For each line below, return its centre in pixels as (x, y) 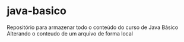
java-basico (37, 11)
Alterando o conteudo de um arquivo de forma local (70, 33)
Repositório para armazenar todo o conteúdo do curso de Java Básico (93, 27)
